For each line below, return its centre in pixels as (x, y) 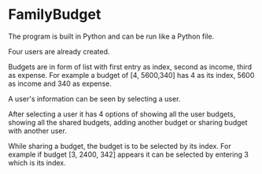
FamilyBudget (55, 15)
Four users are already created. (59, 51)
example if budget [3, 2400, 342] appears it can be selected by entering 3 (129, 154)
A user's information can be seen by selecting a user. (94, 98)
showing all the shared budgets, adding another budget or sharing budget (128, 122)
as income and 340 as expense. (60, 83)
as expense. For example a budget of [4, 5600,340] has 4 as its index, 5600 (131, 75)
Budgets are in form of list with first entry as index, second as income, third (130, 67)
